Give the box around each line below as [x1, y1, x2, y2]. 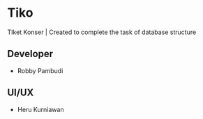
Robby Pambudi [17, 66, 63, 74]
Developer [7, 48, 54, 60]
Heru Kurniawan [17, 105, 64, 113]
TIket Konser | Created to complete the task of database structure [7, 28, 197, 36]
